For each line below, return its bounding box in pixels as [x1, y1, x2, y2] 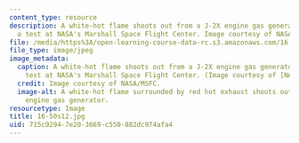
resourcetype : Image [9, 104, 86, 113]
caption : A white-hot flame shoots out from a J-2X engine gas [17, 63, 256, 72]
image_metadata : [9, 54, 69, 63]
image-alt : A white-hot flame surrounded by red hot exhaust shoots [17, 87, 277, 96]
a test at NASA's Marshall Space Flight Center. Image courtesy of [17, 29, 273, 38]
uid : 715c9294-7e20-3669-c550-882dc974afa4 [9, 121, 174, 130]
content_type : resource [9, 12, 98, 22]
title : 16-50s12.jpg [9, 112, 86, 121]
